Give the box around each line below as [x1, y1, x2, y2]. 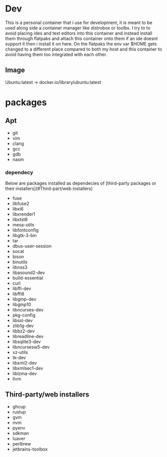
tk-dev [12, 354, 26, 360]
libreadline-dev [12, 333, 44, 339]
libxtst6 [12, 216, 28, 222]
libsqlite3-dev [12, 338, 41, 345]
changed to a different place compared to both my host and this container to [5, 46, 162, 52]
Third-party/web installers [5, 390, 90, 399]
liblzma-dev [12, 370, 37, 376]
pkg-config [12, 312, 36, 318]
